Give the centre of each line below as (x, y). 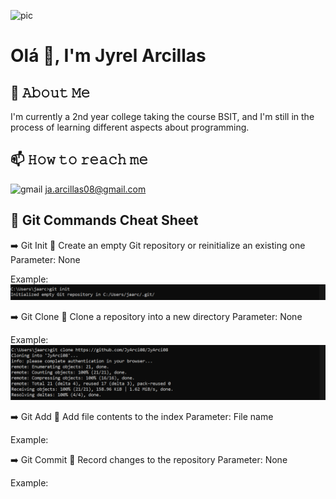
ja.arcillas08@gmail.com (95, 189)
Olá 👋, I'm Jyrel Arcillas (108, 56)
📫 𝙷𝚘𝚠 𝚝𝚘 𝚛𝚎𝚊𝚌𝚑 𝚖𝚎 (79, 160)
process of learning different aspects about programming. (130, 127)
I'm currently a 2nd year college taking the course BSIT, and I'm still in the (162, 116)
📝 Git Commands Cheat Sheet (104, 220)
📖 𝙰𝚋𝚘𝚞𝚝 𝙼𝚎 (50, 92)
